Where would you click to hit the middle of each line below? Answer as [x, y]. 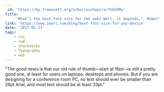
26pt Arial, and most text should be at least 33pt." [55, 85]
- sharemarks [27, 46]
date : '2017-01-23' [25, 28]
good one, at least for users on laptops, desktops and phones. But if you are [82, 74]
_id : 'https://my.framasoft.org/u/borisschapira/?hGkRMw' [65, 10]
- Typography [27, 50]
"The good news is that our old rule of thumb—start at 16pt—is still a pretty [80, 69]
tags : [10, 32]
